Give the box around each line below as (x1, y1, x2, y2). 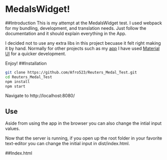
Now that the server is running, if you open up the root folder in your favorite (5, 135, 163, 141)
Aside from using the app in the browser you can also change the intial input (5, 120, 162, 126)
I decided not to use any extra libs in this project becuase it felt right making (5, 40, 161, 46)
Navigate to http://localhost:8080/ (5, 93, 75, 99)
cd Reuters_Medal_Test (5, 75, 52, 80)
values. (5, 126, 20, 132)
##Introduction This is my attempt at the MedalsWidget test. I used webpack (5, 20, 162, 26)
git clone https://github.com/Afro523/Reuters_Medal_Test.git (5, 70, 137, 75)
